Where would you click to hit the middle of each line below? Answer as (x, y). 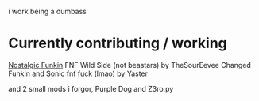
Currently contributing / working (118, 43)
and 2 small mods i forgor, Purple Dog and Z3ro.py (91, 88)
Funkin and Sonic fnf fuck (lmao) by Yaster (78, 73)
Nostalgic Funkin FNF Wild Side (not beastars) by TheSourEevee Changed (130, 65)
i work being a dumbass (48, 11)
